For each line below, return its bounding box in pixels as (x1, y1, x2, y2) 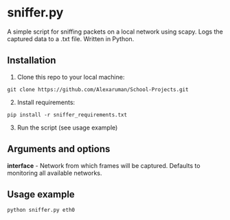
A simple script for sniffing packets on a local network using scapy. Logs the (7, 27, 223, 36)
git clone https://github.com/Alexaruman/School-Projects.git (7, 86, 189, 93)
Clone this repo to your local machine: (16, 73, 125, 81)
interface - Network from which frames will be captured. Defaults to (7, 161, 200, 169)
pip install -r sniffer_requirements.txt (7, 111, 128, 118)
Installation (7, 55, 56, 66)
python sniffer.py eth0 (7, 207, 76, 214)
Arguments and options (7, 143, 111, 155)
